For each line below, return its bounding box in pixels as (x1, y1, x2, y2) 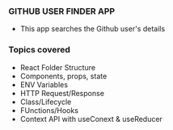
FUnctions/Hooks (19, 105, 79, 115)
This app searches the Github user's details (19, 24, 166, 34)
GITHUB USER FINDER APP (8, 6, 116, 17)
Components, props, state (19, 71, 108, 81)
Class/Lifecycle (19, 97, 72, 107)
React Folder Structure (19, 62, 95, 72)
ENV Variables (19, 79, 69, 90)
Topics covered (8, 44, 71, 56)
